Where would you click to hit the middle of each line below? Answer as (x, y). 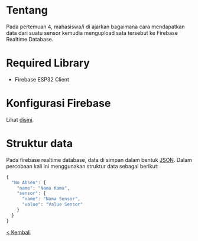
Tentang (27, 10)
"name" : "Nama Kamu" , (43, 188)
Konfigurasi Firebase (59, 103)
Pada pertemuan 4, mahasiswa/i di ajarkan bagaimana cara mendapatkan (95, 27)
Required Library (48, 63)
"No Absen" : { (29, 183)
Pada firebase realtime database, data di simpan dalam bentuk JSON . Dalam (99, 159)
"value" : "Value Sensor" (52, 204)
